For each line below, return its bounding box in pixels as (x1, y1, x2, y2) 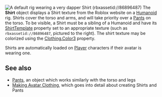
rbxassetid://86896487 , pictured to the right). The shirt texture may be (5, 31, 146, 36)
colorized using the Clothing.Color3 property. (5, 35, 96, 41)
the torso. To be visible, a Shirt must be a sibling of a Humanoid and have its (5, 20, 157, 26)
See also (5, 64, 32, 72)
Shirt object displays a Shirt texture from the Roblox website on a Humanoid (5, 10, 157, 16)
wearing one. (5, 50, 32, 56)
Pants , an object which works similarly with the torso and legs (12, 77, 136, 82)
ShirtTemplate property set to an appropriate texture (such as (5, 25, 128, 31)
